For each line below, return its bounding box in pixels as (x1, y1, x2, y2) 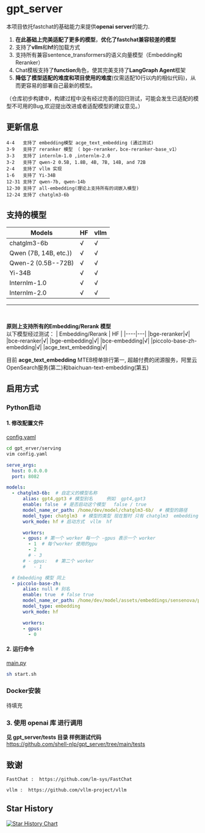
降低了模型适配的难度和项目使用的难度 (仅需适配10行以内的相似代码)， (15, 74, 191, 81)
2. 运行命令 (6, 645, 35, 653)
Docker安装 (6, 687, 41, 695)
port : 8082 (12, 473, 40, 479)
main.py (6, 659, 26, 667)
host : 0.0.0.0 (12, 467, 48, 474)
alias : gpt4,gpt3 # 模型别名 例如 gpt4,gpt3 (22, 496, 146, 502)
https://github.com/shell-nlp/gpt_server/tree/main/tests (6, 741, 145, 748)
